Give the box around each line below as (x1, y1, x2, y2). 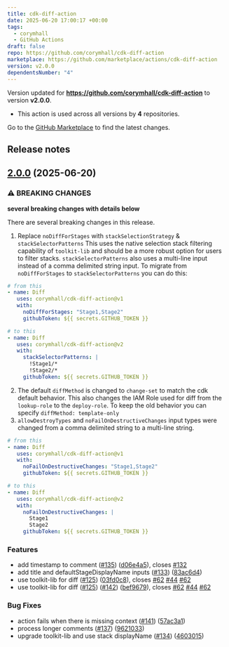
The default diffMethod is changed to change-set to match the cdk (17, 386, 209, 394)
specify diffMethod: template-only (17, 408, 120, 417)
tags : (7, 23, 23, 30)
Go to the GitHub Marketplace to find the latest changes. (7, 123, 170, 131)
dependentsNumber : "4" (7, 69, 74, 76)
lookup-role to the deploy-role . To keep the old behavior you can (17, 401, 207, 410)
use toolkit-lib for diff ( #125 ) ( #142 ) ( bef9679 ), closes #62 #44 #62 (17, 583, 211, 592)
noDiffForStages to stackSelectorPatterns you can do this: (17, 268, 188, 277)
